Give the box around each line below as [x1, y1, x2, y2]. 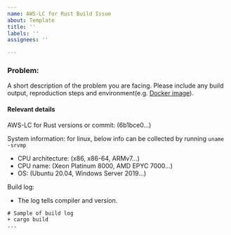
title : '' [7, 23, 37, 30]
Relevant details [7, 105, 55, 114]
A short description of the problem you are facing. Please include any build [7, 81, 224, 90]
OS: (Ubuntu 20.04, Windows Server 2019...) [17, 169, 147, 177]
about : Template [7, 17, 55, 24]
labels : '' [7, 29, 39, 37]
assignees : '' [7, 36, 49, 43]
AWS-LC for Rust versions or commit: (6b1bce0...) [7, 121, 152, 129]
